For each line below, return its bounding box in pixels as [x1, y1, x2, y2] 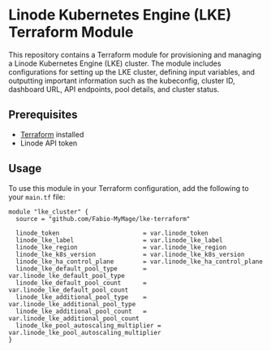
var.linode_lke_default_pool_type [8, 271, 126, 279]
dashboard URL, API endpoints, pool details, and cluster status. [8, 84, 220, 94]
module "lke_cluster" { [8, 207, 89, 216]
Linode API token [19, 138, 78, 148]
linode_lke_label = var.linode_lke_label [15, 236, 223, 245]
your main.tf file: [8, 192, 66, 201]
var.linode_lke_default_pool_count [8, 286, 129, 294]
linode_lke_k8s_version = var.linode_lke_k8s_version [15, 250, 245, 258]
